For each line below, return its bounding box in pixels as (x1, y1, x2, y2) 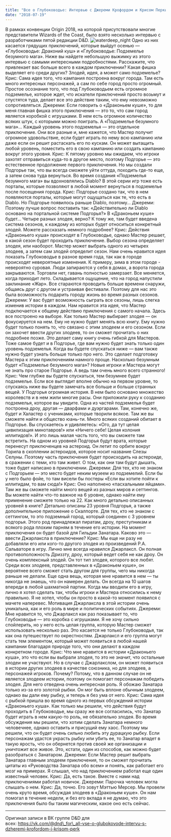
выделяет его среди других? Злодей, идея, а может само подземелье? (5, 69, 161, 75)
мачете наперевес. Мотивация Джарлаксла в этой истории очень (5, 600, 150, 606)
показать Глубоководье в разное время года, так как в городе (5, 253, 142, 260)
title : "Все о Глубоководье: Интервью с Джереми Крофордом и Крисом (5, 7, 154, 13)
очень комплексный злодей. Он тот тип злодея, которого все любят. (5, 556, 154, 563)
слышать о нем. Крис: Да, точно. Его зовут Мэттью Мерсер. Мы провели (5, 784, 165, 790)
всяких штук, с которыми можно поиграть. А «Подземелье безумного (5, 118, 159, 124)
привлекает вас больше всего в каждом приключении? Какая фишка (5, 64, 156, 70)
